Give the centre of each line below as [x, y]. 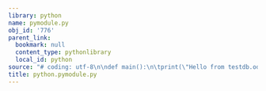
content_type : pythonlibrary [63, 52]
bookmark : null [40, 45]
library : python [35, 15]
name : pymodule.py [38, 23]
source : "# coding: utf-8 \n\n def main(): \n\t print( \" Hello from [116, 67]
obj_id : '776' [32, 30]
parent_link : [30, 38]
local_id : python [44, 60]
